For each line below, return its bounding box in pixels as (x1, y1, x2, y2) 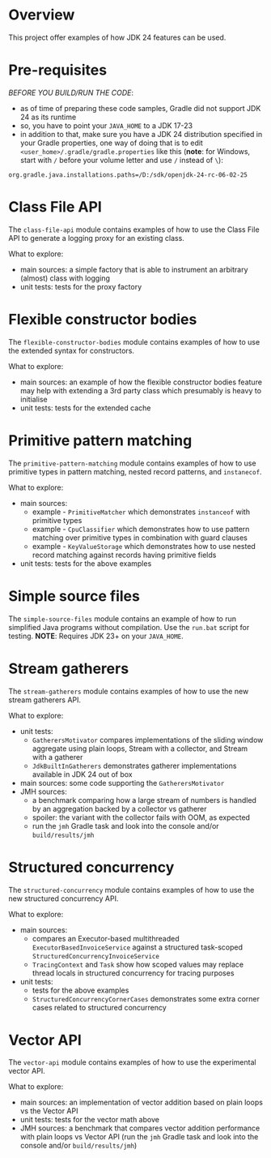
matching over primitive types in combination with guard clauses (32, 533, 248, 543)
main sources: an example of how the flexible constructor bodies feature (19, 377, 263, 387)
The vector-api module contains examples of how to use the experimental (8, 1057, 256, 1067)
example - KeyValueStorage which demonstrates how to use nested (32, 541, 256, 551)
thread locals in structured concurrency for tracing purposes (32, 967, 235, 978)
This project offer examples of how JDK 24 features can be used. (8, 32, 227, 42)
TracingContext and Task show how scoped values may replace (32, 959, 244, 969)
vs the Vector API (19, 1106, 78, 1116)
